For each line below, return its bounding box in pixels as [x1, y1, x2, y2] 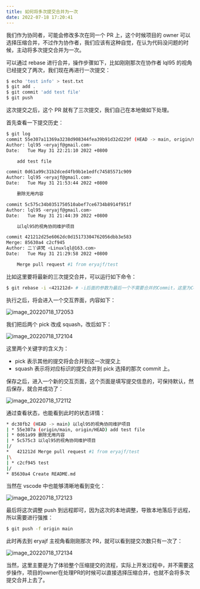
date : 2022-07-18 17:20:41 [6, 14, 73, 20]
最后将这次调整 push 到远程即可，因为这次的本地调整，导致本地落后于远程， [6, 507, 193, 514]
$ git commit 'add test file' [6, 89, 82, 95]
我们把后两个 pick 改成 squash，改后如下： [6, 320, 112, 328]
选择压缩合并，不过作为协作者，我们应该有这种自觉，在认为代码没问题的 [6, 39, 183, 46]
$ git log [6, 131, 31, 137]
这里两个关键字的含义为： [6, 345, 69, 352]
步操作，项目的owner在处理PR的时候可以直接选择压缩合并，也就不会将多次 [6, 569, 190, 576]
